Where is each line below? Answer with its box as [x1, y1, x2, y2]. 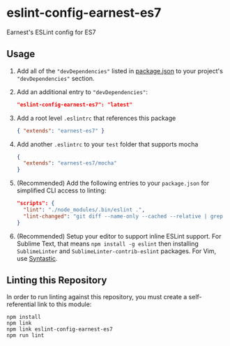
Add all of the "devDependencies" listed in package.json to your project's [16, 66, 224, 75]
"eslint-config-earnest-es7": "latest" [16, 101, 133, 108]
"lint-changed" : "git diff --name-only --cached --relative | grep [23, 213, 224, 220]
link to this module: [37, 300, 92, 308]
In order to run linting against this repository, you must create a [6, 293, 187, 301]
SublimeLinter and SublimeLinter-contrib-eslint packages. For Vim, [16, 246, 217, 255]
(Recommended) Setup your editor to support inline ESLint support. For [16, 232, 222, 240]
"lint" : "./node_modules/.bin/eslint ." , [23, 206, 146, 213]
